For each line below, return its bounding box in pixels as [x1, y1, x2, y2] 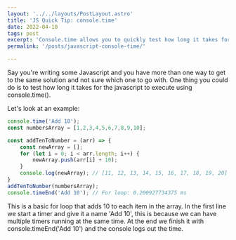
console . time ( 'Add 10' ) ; [7, 118, 80, 125]
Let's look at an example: [7, 105, 80, 112]
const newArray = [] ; [20, 143, 83, 151]
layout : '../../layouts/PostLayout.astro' [7, 10, 133, 18]
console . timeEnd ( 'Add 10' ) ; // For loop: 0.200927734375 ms [7, 189, 188, 196]
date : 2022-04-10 [7, 23, 58, 30]
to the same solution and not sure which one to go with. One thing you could [7, 76, 228, 84]
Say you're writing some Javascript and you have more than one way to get [7, 68, 226, 76]
